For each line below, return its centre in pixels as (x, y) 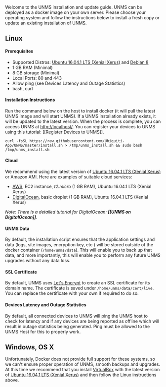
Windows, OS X (30, 347)
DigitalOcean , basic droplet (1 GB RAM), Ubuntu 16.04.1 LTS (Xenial (80, 197)
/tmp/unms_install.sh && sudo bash (105, 145)
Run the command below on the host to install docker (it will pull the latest (80, 111)
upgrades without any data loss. (38, 261)
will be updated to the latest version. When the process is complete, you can (83, 121)
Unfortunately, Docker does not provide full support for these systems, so (80, 359)
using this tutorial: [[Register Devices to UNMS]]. (55, 132)
